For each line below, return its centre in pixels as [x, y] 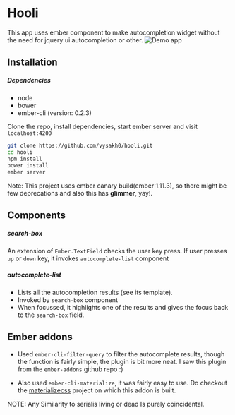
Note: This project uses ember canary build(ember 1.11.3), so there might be [117, 186]
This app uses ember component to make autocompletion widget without [114, 32]
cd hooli [20, 152]
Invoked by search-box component [68, 300]
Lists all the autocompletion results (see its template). [95, 292]
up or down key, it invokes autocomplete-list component [88, 258]
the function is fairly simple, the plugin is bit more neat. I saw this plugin [122, 361]
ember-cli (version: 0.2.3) [54, 113]
